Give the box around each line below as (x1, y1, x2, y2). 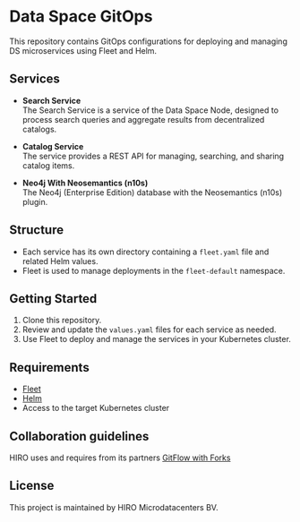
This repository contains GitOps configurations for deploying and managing (9, 36, 288, 47)
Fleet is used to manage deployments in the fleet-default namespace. (21, 265, 286, 276)
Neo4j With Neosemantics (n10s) (21, 177, 149, 188)
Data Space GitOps (9, 6, 153, 27)
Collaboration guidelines (9, 428, 150, 444)
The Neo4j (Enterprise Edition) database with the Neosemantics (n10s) (21, 186, 283, 198)
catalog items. (21, 159, 75, 171)
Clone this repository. (21, 315, 102, 326)
